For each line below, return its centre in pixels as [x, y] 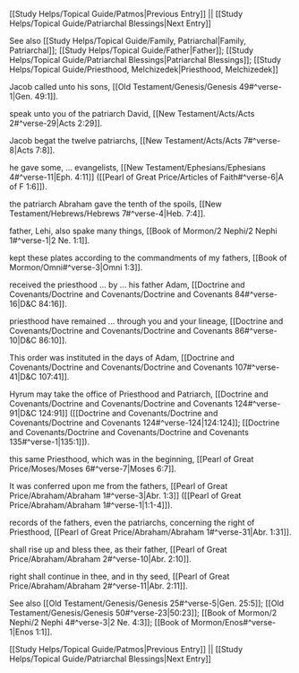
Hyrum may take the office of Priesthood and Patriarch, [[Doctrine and [139, 394]
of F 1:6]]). [28, 187]
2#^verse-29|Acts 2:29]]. [56, 123]
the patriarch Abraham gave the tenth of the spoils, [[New [115, 204]
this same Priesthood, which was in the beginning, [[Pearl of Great [132, 459]
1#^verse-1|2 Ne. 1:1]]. [50, 240]
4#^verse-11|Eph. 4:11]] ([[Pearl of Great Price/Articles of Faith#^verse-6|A [146, 177]
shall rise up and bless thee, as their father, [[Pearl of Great [118, 549]
